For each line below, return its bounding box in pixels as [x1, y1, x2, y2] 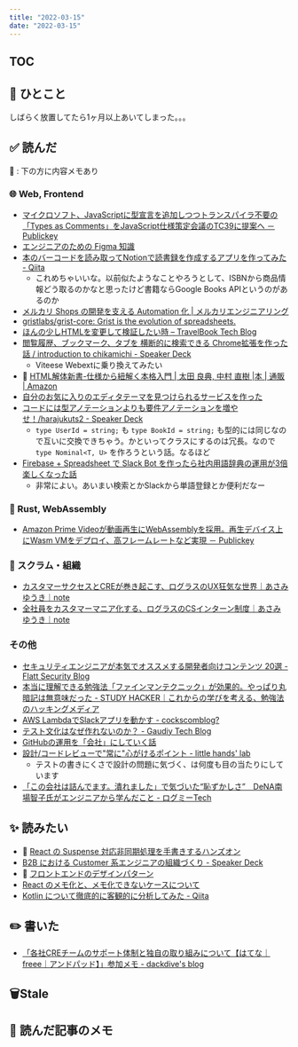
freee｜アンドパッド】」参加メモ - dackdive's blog [21, 959, 205, 970]
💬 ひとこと [9, 86, 67, 102]
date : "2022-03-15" [9, 21, 82, 30]
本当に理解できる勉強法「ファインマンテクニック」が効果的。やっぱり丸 [21, 681, 286, 692]
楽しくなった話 [21, 468, 77, 479]
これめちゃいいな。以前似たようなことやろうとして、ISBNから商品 [35, 272, 278, 283]
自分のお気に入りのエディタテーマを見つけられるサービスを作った [21, 391, 263, 402]
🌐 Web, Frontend [9, 188, 84, 201]
